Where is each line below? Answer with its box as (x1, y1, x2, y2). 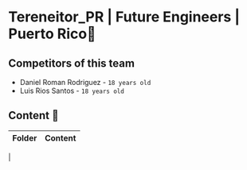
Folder (12, 132, 37, 143)
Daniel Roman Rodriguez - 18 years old (19, 78, 151, 87)
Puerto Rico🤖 (8, 25, 96, 43)
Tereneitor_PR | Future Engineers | (8, 8, 241, 26)
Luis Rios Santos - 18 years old (19, 86, 125, 95)
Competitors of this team (8, 56, 135, 70)
